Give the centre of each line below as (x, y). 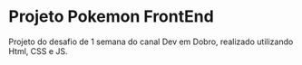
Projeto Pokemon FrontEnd (111, 17)
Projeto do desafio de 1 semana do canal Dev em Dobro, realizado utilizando (151, 42)
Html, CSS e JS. (39, 51)
